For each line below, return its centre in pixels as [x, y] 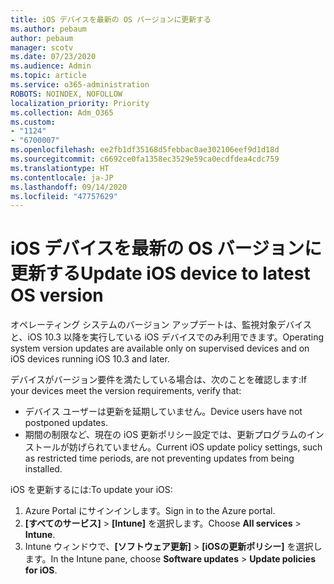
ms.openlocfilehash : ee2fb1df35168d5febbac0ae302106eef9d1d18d [145, 150]
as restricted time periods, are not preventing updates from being [159, 458]
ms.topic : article [48, 76]
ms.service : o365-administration [80, 85]
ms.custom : [33, 122]
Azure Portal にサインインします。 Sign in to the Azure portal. [150, 511]
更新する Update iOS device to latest [160, 273]
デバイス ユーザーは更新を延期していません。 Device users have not [163, 412]
